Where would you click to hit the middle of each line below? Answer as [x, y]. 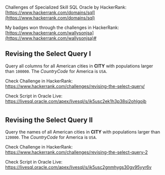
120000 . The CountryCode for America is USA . [51, 137]
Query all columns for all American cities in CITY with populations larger [79, 66]
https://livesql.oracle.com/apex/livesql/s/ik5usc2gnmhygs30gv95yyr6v [79, 167]
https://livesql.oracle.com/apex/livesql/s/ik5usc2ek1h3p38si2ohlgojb [76, 101]
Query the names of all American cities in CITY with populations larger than [83, 132]
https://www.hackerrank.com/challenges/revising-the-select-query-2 [77, 152]
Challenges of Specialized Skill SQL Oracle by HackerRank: [66, 7]
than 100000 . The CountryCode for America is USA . [56, 71]
